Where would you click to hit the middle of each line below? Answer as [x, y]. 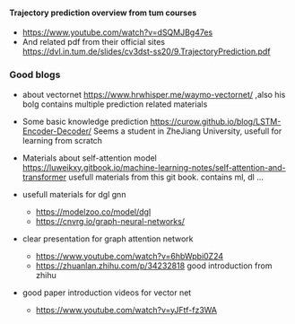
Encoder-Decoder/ [57, 131]
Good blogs [35, 74]
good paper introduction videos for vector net [107, 293]
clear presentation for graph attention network [108, 239]
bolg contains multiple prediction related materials [115, 104]
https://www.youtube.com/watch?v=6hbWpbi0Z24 [130, 256]
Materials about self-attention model [89, 158]
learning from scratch [62, 140]
